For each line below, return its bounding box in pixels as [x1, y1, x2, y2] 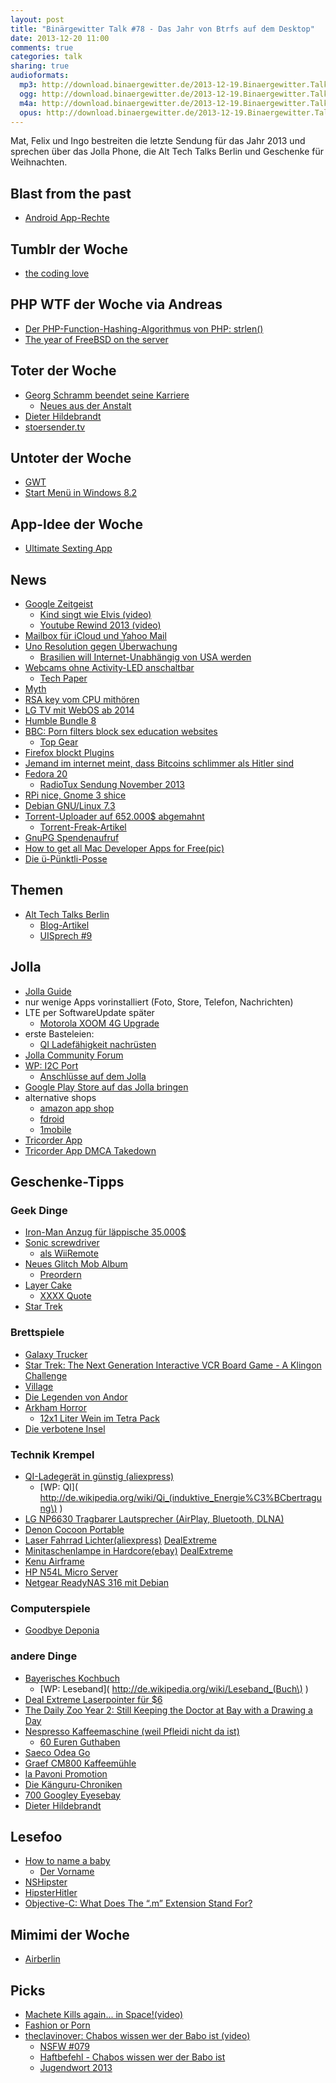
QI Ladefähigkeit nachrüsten [39, 1038, 157, 1050]
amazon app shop [39, 1102, 115, 1114]
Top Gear [39, 736, 79, 748]
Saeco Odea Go [24, 1746, 91, 1758]
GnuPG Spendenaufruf [24, 832, 120, 844]
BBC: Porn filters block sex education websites [24, 726, 218, 738]
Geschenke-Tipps [10, 1174, 125, 1191]
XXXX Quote [39, 1290, 92, 1302]
